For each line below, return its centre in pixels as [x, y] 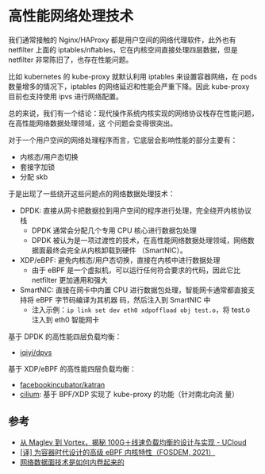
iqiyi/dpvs [36, 352]
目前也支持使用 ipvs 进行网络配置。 [65, 96]
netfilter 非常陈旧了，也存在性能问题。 [71, 60]
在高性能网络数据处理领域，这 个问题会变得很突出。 [92, 123]
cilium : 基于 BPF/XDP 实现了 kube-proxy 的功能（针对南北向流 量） [129, 394]
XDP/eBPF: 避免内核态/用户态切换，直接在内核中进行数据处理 [120, 260]
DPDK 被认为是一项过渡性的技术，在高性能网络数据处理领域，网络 [140, 240]
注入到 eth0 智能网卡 [65, 319]
